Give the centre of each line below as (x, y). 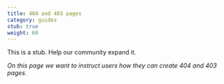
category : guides (32, 20)
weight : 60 (23, 33)
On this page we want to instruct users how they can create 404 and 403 (112, 65)
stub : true (23, 26)
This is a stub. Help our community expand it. (72, 52)
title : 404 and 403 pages (44, 13)
